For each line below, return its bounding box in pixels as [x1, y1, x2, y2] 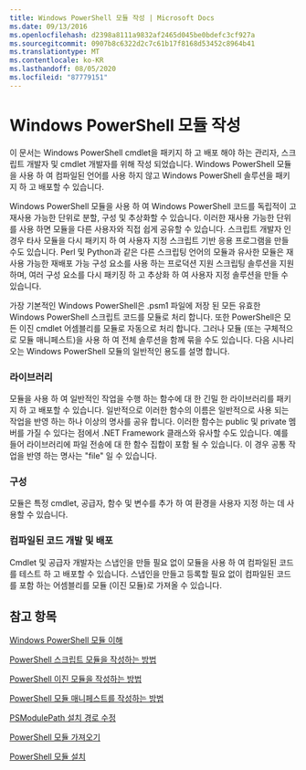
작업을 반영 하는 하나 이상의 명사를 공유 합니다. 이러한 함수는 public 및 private [9, 416, 287, 427]
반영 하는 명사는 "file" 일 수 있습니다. [26, 449, 157, 461]
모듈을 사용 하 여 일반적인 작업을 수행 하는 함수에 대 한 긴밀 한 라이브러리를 [9, 393, 275, 404]
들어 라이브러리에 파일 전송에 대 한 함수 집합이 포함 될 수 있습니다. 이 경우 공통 [9, 438, 287, 449]
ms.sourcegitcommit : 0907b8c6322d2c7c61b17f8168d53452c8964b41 [9, 38, 256, 48]
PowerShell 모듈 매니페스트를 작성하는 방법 [9, 693, 164, 704]
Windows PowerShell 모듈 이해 [9, 635, 123, 646]
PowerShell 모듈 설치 [9, 751, 87, 763]
